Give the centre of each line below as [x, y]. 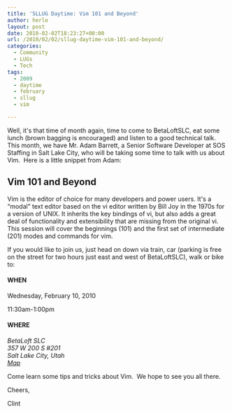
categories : [24, 46]
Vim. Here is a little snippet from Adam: [64, 160]
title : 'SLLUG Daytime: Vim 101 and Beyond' [73, 14]
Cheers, [19, 390]
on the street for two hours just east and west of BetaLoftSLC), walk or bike [116, 257]
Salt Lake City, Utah [36, 356]
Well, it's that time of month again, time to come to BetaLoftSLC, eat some [114, 130]
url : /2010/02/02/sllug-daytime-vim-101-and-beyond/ [86, 40]
